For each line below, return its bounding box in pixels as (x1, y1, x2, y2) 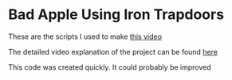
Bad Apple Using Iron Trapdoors (8, 6, 225, 24)
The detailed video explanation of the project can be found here (8, 47, 218, 56)
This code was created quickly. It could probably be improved (8, 62, 211, 72)
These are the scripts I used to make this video (8, 32, 162, 41)
